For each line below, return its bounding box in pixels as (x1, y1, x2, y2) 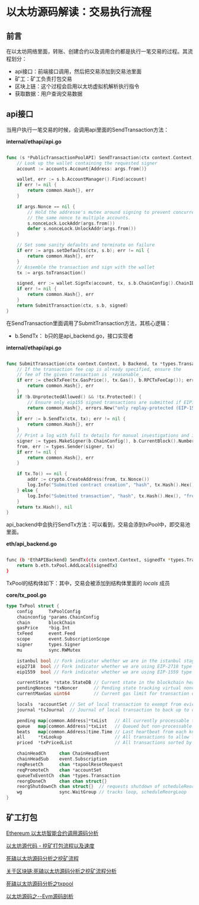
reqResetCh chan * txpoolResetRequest (17, 761, 123, 767)
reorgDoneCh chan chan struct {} (17, 778, 108, 784)
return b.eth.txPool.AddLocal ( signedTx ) (17, 563, 118, 569)
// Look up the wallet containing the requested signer (17, 160, 158, 166)
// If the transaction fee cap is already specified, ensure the (17, 366, 182, 372)
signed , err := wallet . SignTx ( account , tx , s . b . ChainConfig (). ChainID (17, 280, 195, 286)
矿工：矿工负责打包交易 (14, 75, 72, 82)
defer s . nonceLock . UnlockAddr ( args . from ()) (27, 226, 136, 232)
